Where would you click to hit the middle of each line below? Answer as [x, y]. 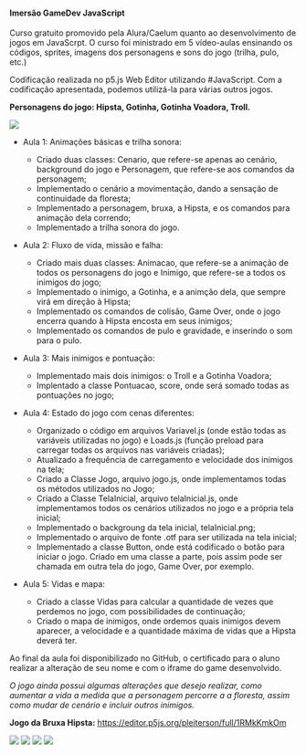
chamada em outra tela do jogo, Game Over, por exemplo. [145, 567]
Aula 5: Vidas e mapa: [63, 584]
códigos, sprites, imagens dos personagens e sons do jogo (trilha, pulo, [144, 52]
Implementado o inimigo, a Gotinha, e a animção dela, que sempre [161, 292]
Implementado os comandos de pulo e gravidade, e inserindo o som [164, 331]
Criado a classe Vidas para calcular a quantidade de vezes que [155, 602]
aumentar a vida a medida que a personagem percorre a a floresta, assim [150, 696]
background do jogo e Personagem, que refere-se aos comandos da [165, 170]
